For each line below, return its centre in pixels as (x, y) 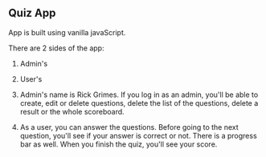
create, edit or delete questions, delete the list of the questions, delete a (139, 103)
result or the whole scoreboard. (72, 111)
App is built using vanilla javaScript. (67, 32)
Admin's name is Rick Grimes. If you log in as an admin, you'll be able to (139, 95)
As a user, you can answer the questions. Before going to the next (129, 127)
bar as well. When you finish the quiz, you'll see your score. (119, 144)
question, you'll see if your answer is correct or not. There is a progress (138, 135)
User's (31, 78)
